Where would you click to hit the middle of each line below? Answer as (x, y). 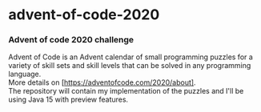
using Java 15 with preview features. (68, 100)
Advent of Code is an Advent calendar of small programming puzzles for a (131, 57)
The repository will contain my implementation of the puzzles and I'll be (126, 91)
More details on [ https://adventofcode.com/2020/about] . (102, 82)
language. (25, 74)
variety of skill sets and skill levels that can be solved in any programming (130, 66)
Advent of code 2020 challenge (71, 40)
